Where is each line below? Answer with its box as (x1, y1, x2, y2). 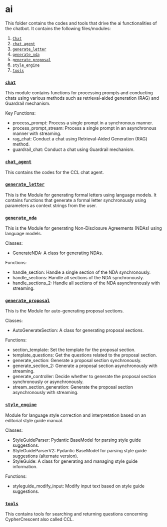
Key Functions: (5, 110, 36, 116)
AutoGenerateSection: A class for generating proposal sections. (12, 327, 144, 333)
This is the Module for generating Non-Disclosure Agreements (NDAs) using (5, 225, 162, 231)
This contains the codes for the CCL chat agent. (5, 169, 104, 175)
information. (12, 463, 37, 469)
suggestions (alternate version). (12, 453, 78, 459)
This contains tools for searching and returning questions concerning (5, 511, 148, 517)
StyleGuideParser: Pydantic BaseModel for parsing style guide (12, 437, 141, 443)
